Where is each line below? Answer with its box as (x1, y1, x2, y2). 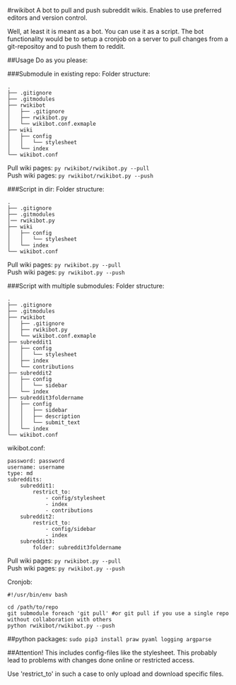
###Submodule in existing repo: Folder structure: (7, 70, 151, 78)
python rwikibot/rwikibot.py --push (7, 622, 115, 629)
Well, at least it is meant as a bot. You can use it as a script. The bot (7, 28, 204, 35)
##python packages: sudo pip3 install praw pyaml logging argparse (7, 635, 212, 643)
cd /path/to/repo (7, 604, 59, 611)
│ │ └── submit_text (7, 419, 81, 426)
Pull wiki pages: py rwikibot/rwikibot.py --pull (7, 164, 150, 172)
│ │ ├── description (7, 413, 81, 420)
